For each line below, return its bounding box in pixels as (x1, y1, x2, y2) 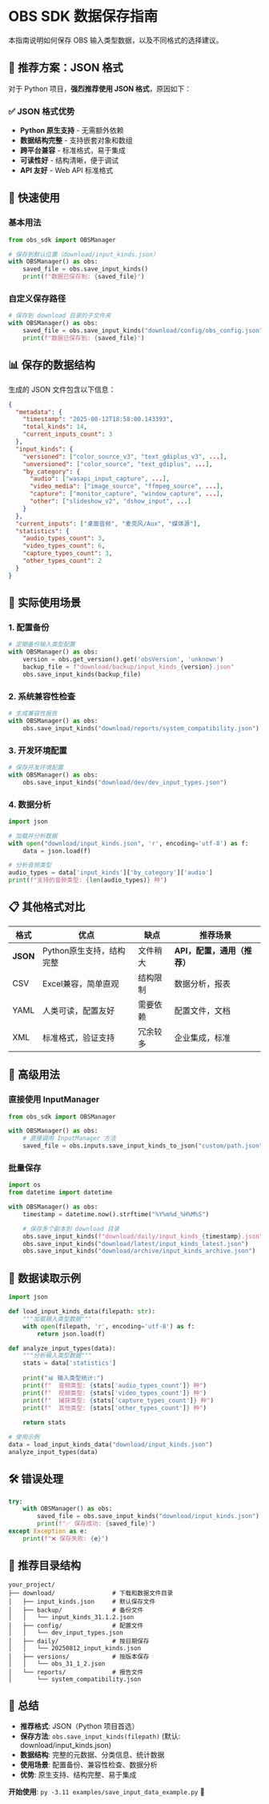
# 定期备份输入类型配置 (8, 641, 76, 649)
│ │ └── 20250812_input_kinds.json (8, 1644, 142, 1652)
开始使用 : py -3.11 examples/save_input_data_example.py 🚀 (8, 1787, 206, 1797)
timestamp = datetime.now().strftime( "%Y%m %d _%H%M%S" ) (22, 1210, 210, 1218)
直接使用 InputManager (8, 1094, 100, 1105)
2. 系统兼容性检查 (8, 690, 76, 701)
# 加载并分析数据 (8, 832, 58, 840)
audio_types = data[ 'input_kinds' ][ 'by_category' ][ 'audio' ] (8, 869, 214, 877)
